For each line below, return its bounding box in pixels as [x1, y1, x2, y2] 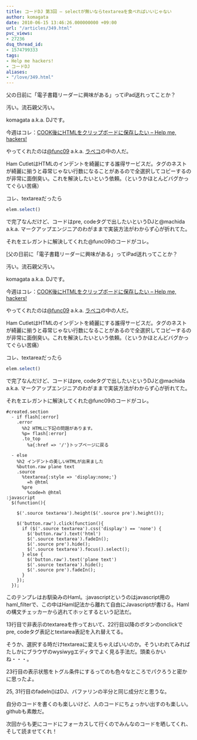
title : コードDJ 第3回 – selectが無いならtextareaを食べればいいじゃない [6, 8, 172, 15]
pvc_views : [6, 31, 33, 37]
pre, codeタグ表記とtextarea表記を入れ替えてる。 [6, 628, 126, 635]
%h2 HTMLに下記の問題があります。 [21, 425, 95, 431]
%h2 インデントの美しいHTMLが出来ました [16, 458, 104, 465]
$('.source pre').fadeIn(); [27, 567, 96, 573]
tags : [6, 52, 19, 58]
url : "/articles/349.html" [6, 25, 72, 31]
